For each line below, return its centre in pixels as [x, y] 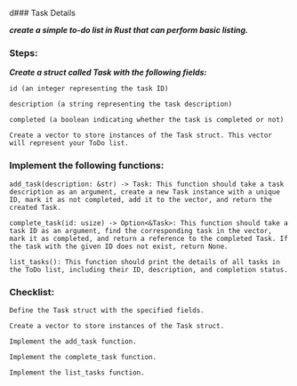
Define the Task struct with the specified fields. [107, 310]
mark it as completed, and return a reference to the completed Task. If [149, 238]
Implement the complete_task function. [83, 357]
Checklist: [32, 292]
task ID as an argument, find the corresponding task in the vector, [141, 230]
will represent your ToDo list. [69, 143]
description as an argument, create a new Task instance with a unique [144, 192]
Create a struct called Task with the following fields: [108, 72]
